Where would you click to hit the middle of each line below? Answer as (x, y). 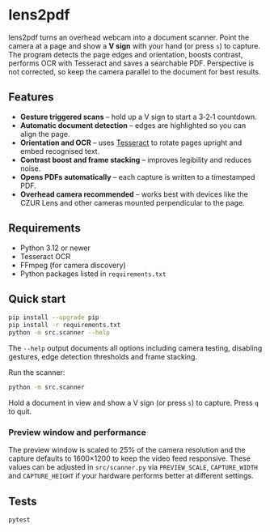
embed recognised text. (60, 151)
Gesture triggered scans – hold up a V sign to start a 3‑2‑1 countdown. (138, 117)
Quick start (37, 298)
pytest (19, 520)
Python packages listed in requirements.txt (93, 274)
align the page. (45, 134)
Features (31, 98)
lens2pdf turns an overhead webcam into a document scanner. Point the (129, 37)
